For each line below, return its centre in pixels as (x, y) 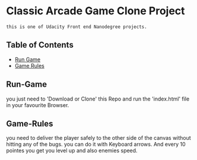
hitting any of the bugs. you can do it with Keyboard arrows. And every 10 (96, 145)
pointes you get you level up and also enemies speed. (72, 150)
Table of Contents (40, 45)
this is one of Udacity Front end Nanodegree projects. (77, 27)
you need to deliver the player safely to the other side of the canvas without (99, 138)
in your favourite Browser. (38, 105)
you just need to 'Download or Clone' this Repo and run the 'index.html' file (98, 99)
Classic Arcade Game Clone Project (96, 11)
